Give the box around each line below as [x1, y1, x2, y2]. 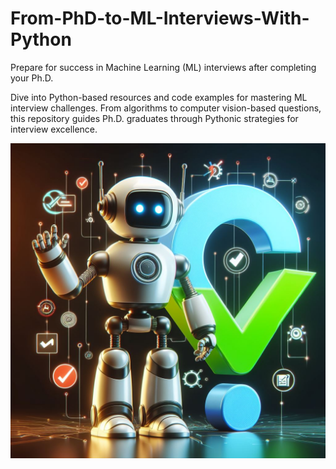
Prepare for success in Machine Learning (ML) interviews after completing [10, 61, 317, 73]
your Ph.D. [10, 72, 54, 84]
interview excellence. [10, 123, 98, 135]
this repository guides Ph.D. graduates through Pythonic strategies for [10, 112, 299, 124]
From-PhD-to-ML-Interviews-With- [10, 7, 310, 30]
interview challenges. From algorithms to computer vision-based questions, [10, 102, 322, 114]
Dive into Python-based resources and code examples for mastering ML [10, 91, 308, 103]
